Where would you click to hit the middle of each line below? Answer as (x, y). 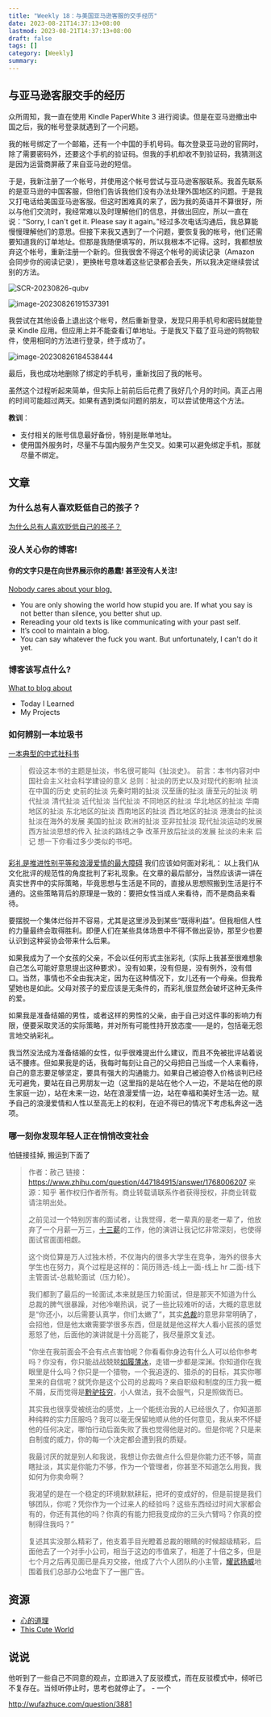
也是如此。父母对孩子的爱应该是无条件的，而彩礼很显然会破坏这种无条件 (142, 988)
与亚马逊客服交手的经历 (67, 96)
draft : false (30, 38)
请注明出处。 (49, 1202)
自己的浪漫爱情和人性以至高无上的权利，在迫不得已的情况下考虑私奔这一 (135, 1103)
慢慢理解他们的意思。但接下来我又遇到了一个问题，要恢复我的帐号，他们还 (132, 232)
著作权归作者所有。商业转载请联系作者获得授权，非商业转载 (157, 1193)
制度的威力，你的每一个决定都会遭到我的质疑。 (113, 1439)
